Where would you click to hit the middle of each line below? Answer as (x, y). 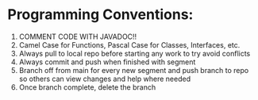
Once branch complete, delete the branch (87, 87)
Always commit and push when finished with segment (107, 62)
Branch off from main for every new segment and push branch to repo (134, 70)
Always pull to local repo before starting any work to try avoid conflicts (135, 53)
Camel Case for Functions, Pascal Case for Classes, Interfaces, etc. (129, 44)
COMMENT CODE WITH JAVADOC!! (78, 37)
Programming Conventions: (100, 15)
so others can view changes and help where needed (105, 79)
